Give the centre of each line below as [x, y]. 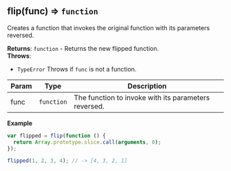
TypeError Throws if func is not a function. [77, 69]
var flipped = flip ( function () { [57, 136]
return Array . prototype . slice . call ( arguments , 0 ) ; [87, 142]
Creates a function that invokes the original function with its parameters [109, 27]
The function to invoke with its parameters [142, 98]
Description [147, 86]
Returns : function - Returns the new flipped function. [83, 48]
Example [20, 123]
